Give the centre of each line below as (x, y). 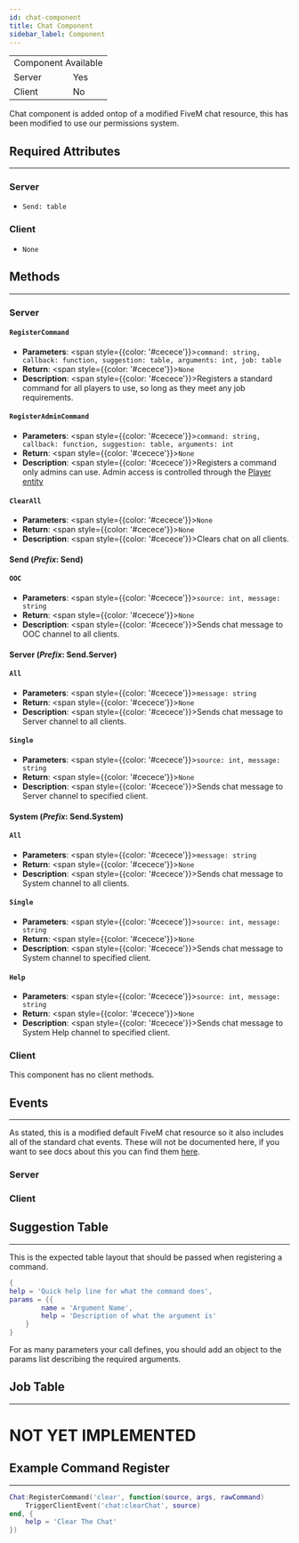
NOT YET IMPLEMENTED (103, 1436)
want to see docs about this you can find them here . (105, 1152)
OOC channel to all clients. (71, 634)
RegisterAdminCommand (49, 417)
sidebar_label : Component (57, 34)
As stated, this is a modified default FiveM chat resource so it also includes (147, 1133)
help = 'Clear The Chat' (71, 1522)
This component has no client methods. (82, 1075)
